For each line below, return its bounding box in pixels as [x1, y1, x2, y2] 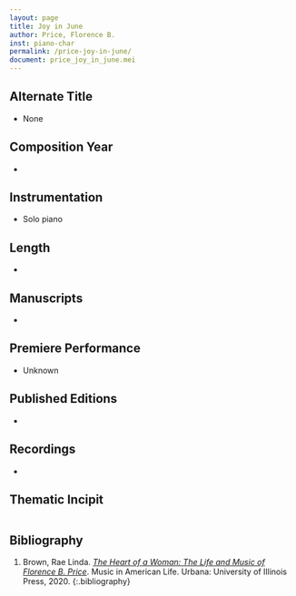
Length [9, 239, 51, 255]
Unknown [22, 365, 59, 376]
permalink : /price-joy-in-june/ [9, 47, 132, 56]
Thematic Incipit [9, 492, 104, 507]
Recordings [9, 442, 76, 457]
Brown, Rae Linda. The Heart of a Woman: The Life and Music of [22, 557, 265, 568]
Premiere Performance [9, 341, 141, 357]
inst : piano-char [9, 38, 75, 48]
